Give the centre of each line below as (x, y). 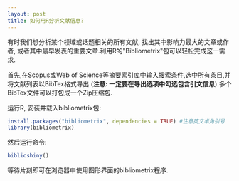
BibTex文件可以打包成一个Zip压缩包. (60, 93)
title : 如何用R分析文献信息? (46, 21)
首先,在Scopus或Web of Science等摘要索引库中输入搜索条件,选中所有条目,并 (119, 75)
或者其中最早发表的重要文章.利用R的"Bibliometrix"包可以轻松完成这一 (118, 51)
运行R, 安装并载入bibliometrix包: (54, 108)
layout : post (27, 14)
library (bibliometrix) (41, 128)
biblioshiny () (28, 156)
